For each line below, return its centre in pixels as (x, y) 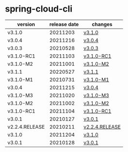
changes (102, 24)
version (26, 24)
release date (64, 24)
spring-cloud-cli (39, 9)
